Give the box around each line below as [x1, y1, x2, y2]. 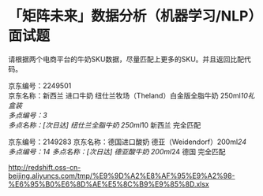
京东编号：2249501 [8, 80, 72, 91]
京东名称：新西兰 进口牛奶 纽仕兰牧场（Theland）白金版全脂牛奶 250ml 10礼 [8, 91, 255, 100]
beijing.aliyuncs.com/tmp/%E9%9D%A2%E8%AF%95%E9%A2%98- [8, 171, 235, 180]
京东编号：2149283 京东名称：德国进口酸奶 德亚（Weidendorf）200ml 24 [8, 137, 247, 146]
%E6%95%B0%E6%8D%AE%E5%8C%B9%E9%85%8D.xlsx [8, 179, 209, 189]
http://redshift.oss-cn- [8, 162, 81, 172]
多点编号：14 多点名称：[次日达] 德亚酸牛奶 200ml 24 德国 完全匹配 [8, 146, 226, 156]
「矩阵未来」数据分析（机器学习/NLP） [8, 7, 256, 25]
